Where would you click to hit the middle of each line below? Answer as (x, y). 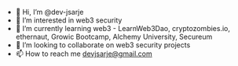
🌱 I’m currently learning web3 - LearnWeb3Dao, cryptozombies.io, (123, 28)
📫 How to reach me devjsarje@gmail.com (84, 54)
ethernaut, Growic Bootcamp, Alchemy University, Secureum (114, 36)
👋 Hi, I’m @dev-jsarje (49, 12)
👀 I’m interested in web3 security (69, 20)
